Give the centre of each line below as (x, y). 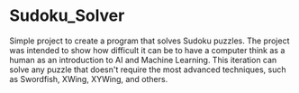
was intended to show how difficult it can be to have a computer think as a (147, 50)
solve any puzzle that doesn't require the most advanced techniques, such (148, 70)
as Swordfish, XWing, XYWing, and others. (89, 79)
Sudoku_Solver (67, 16)
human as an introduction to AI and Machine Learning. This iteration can (143, 60)
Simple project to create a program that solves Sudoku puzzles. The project (149, 41)
